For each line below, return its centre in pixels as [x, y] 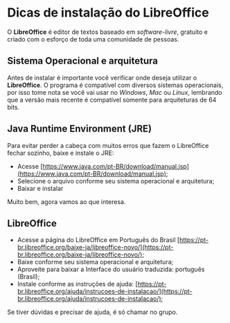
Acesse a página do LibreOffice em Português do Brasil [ [98, 240]
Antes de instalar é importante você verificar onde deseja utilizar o [102, 77]
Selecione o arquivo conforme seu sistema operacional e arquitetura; [116, 181]
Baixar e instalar [40, 188]
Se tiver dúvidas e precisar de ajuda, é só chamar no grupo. [92, 312]
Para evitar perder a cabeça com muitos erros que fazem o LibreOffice [108, 145]
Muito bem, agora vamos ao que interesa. [67, 201]
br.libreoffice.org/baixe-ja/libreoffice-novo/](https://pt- [95, 248]
